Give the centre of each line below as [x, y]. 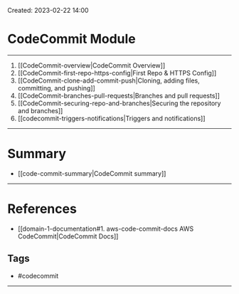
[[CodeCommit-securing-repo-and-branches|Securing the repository [119, 103]
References [42, 209]
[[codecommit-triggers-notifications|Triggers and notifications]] [111, 118]
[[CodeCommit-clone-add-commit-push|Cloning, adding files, [109, 80]
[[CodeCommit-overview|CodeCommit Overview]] [91, 65]
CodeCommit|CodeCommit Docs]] [68, 236]
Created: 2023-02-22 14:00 [48, 10]
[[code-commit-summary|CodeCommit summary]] [92, 173]
